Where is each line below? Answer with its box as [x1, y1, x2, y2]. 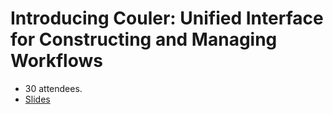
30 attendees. [24, 82, 83, 94]
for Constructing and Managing [10, 28, 278, 51]
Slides [24, 93, 51, 105]
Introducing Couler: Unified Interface [10, 7, 324, 30]
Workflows [10, 50, 103, 72]
